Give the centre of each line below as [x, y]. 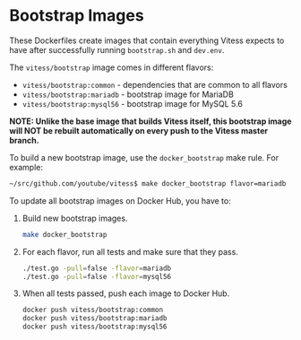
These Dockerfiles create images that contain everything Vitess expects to [147, 40]
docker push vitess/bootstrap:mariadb [95, 318]
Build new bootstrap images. [75, 218]
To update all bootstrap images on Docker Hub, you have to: [120, 201]
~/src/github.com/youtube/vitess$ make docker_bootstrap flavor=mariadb [148, 183]
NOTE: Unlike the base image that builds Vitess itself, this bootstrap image [150, 121]
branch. [24, 140]
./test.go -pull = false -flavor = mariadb [97, 268]
